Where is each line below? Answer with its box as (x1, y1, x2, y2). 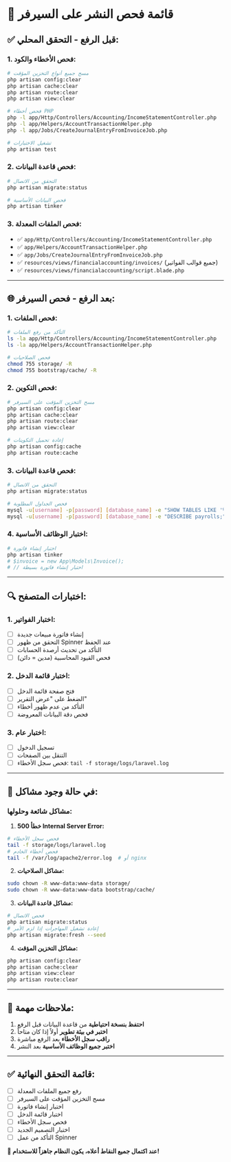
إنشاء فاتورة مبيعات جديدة (16, 630, 84, 638)
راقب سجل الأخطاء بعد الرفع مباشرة (16, 1035, 110, 1043)
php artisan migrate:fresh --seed (7, 932, 107, 938)
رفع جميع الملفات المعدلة (16, 1086, 82, 1095)
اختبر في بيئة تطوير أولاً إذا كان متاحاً (16, 1028, 108, 1036)
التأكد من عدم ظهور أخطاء (16, 702, 85, 711)
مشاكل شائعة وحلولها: (7, 806, 73, 816)
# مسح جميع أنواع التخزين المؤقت (7, 69, 89, 76)
